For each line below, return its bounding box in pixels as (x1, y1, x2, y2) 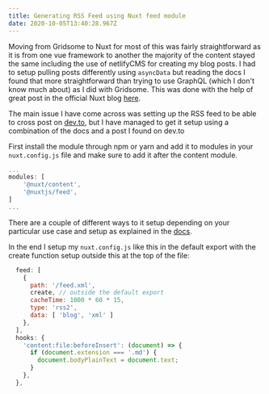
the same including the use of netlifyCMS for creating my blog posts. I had (8, 58, 256, 69)
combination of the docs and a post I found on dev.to (8, 126, 185, 136)
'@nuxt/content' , (23, 181, 82, 189)
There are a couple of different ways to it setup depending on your (8, 217, 230, 227)
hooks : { (15, 333, 45, 342)
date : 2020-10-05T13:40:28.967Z (8, 19, 117, 27)
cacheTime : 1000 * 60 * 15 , (29, 296, 125, 304)
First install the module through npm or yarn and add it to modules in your (8, 141, 254, 151)
